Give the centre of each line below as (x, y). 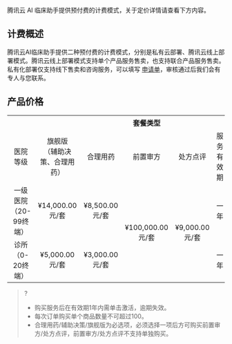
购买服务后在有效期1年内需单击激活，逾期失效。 (102, 307)
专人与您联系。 (28, 77)
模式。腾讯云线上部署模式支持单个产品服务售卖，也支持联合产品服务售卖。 (119, 60)
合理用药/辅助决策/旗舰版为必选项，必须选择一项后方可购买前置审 (127, 325)
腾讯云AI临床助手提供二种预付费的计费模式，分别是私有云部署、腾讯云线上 (113, 52)
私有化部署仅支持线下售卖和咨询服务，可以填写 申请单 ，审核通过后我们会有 (114, 69)
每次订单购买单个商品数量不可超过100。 (91, 316)
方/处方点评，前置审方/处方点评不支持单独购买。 (103, 333)
